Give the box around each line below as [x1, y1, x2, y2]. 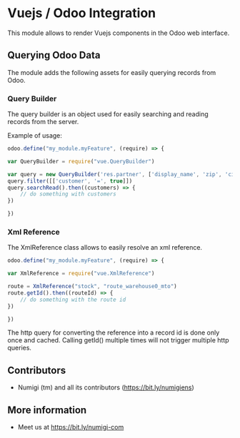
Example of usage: [7, 131, 63, 140]
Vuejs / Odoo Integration [7, 5, 156, 21]
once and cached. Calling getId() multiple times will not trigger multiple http [7, 336, 229, 345]
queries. [7, 344, 32, 352]
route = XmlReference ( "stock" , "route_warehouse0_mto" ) [7, 283, 177, 290]
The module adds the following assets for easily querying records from [7, 68, 216, 76]
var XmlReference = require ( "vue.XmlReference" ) [7, 270, 155, 277]
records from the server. [7, 118, 79, 126]
